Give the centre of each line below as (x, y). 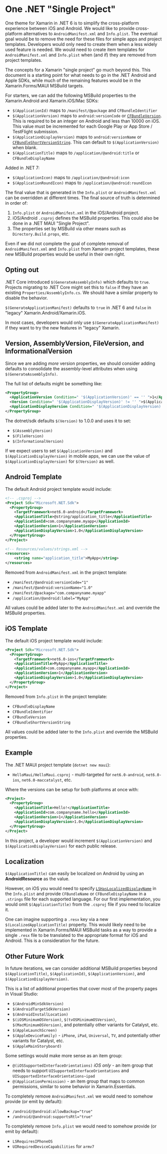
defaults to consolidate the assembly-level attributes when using (71, 368)
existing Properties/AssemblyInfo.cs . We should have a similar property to (82, 292)
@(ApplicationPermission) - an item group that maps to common (79, 1081)
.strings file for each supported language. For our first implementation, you (83, 899)
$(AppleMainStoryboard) (37, 1047)
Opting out (22, 270)
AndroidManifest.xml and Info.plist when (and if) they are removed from (81, 55)
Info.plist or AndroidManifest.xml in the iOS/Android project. (76, 213)
